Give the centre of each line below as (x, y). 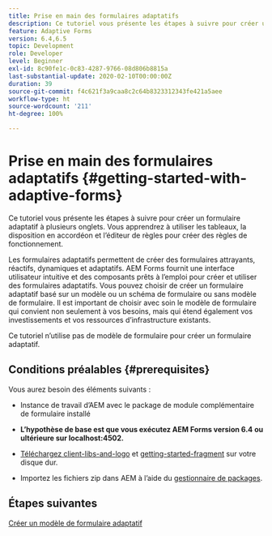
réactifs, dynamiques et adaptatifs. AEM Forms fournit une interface (121, 268)
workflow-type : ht (39, 99)
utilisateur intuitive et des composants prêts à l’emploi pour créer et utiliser (133, 277)
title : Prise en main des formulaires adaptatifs (94, 16)
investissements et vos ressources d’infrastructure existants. (110, 319)
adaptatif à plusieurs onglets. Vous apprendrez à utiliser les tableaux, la (127, 226)
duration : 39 (30, 84)
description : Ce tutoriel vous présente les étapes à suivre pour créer (134, 24)
